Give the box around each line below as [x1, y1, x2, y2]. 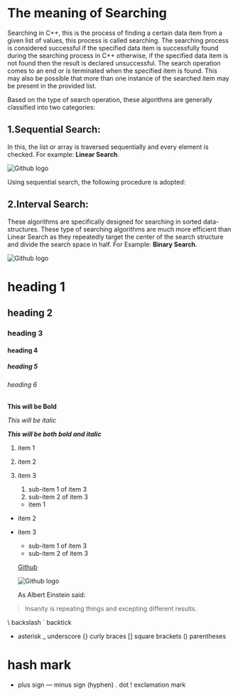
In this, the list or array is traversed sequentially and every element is [7, 142, 209, 151]
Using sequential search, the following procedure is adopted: [7, 177, 186, 186]
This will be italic [7, 416, 57, 425]
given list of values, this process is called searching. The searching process [7, 36, 229, 44]
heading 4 [7, 346, 38, 354]
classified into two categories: [7, 103, 96, 111]
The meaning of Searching [7, 5, 167, 21]
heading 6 [7, 380, 38, 389]
